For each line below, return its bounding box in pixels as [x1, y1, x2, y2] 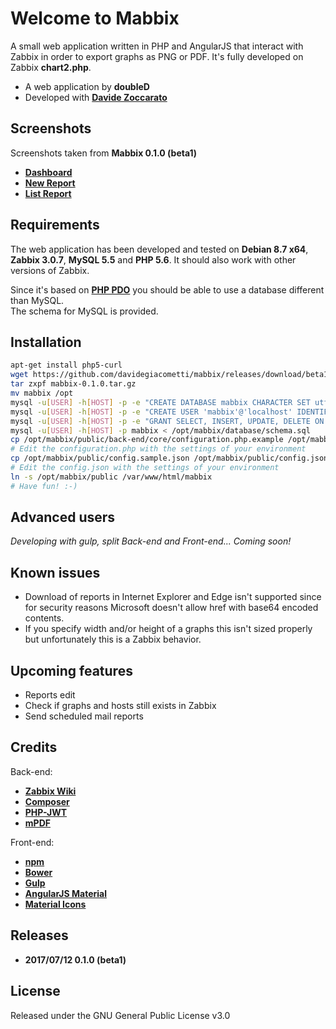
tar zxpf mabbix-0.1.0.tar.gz [10, 379, 137, 389]
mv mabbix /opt [10, 388, 74, 398]
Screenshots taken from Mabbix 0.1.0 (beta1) [10, 147, 198, 159]
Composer [24, 795, 70, 807]
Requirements [10, 217, 100, 234]
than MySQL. [10, 294, 65, 306]
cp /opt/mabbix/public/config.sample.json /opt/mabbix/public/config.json [10, 453, 329, 464]
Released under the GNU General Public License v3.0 [10, 1009, 231, 1021]
